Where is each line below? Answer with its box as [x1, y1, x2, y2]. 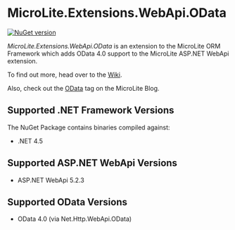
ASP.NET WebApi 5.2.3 [17, 176, 84, 184]
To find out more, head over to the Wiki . [7, 70, 122, 79]
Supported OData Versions [7, 196, 128, 208]
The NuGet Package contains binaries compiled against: [7, 123, 170, 132]
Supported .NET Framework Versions [7, 104, 174, 117]
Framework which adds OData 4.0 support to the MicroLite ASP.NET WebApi [7, 49, 229, 58]
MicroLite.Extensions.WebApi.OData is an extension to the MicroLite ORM [7, 41, 221, 50]
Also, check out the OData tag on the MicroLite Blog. [7, 84, 160, 92]
